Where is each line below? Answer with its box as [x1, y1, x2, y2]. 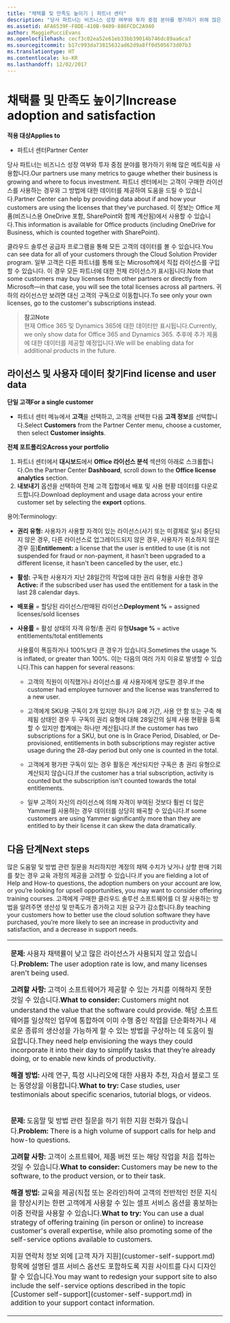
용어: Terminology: [7, 512, 57, 521]
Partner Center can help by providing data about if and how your [14, 195, 196, 203]
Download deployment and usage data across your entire [40, 491, 203, 499]
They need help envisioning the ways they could [37, 1036, 193, 1046]
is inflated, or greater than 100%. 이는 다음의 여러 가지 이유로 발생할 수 [16, 655, 210, 663]
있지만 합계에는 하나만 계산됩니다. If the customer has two [42, 724, 199, 732]
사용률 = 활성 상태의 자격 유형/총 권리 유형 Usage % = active [16, 624, 180, 633]
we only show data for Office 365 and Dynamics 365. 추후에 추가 [23, 330, 205, 338]
